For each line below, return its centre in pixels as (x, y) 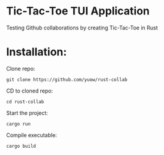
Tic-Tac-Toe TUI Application (78, 11)
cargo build (21, 146)
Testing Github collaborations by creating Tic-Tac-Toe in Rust (82, 28)
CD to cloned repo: (29, 91)
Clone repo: (21, 68)
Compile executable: (32, 135)
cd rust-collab (25, 102)
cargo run (19, 124)
